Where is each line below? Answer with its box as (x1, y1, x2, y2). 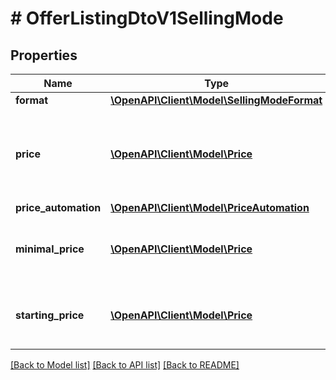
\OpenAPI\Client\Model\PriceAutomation (110, 201, 310, 214)
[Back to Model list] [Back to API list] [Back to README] (10, 359, 240, 371)
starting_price (15, 308, 85, 322)
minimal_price (15, 242, 85, 256)
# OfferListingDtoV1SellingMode (10, 7, 284, 30)
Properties (10, 47, 78, 64)
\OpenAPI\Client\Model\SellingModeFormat (110, 93, 323, 107)
